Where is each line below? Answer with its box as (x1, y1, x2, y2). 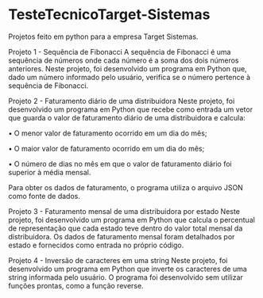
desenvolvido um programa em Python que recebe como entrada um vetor (8, 105, 253, 114)
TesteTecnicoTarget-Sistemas (8, 6, 211, 24)
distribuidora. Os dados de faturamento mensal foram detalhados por (8, 231, 235, 241)
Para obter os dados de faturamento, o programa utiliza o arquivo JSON (8, 182, 244, 192)
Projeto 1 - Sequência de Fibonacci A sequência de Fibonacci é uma (8, 47, 231, 56)
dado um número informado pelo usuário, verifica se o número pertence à (8, 72, 251, 82)
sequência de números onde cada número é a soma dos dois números (8, 55, 240, 65)
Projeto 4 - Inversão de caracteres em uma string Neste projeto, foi (8, 255, 228, 265)
